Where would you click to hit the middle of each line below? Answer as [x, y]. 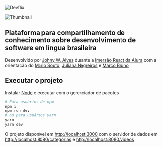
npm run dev [17, 111]
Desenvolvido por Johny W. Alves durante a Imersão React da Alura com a [81, 60]
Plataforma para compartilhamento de [65, 33]
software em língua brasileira [51, 48]
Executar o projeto [34, 81]
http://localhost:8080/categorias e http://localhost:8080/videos [70, 139]
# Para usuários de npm [30, 102]
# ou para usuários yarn [31, 115]
